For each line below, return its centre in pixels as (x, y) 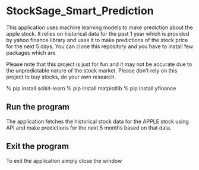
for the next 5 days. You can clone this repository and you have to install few (100, 46)
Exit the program (38, 147)
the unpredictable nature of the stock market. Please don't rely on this (92, 70)
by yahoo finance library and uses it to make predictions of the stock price (97, 40)
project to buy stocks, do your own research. (61, 77)
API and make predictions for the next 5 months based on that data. (89, 127)
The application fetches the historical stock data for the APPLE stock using (97, 121)
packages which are (31, 52)
